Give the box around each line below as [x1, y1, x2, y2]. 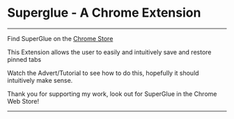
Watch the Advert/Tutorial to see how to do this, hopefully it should [7, 68, 200, 77]
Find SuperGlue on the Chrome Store [7, 34, 114, 42]
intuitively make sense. [7, 76, 73, 84]
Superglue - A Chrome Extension [7, 5, 201, 21]
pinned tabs [7, 55, 42, 63]
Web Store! [7, 97, 40, 105]
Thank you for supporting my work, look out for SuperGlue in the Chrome [7, 89, 217, 98]
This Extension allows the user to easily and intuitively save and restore [7, 47, 212, 56]
